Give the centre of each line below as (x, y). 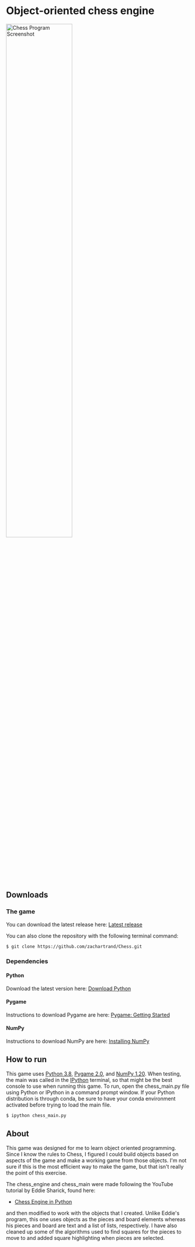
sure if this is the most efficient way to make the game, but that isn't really (95, 1166)
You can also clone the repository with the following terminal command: (92, 936)
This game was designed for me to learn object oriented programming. (91, 1148)
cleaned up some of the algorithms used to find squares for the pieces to (94, 1231)
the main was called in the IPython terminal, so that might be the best (89, 1080)
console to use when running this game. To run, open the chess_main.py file (98, 1086)
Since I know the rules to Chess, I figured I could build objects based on (93, 1154)
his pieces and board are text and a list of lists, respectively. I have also (92, 1225)
